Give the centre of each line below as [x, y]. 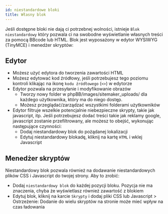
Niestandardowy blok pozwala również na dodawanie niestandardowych [80, 170]
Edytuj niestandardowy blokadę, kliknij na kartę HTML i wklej [81, 137]
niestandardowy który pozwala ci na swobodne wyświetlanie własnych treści [84, 34]
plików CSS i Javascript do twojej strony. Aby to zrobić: [62, 176]
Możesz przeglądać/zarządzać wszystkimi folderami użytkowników [90, 105]
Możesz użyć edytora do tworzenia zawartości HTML [68, 73]
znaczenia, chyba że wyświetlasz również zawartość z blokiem [78, 191]
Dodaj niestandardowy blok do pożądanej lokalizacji [74, 132]
